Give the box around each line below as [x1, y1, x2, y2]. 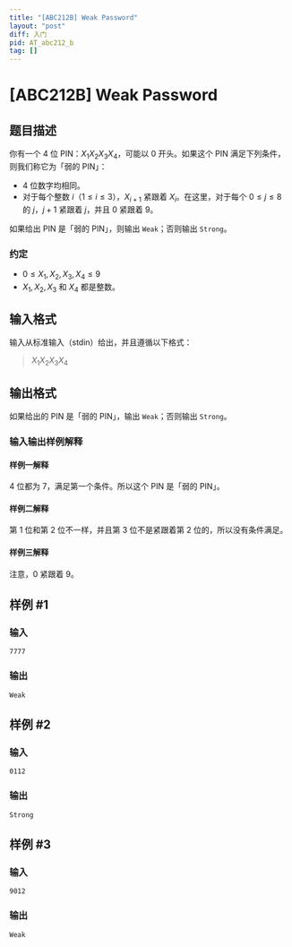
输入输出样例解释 [9, 435, 83, 448]
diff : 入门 [9, 30, 47, 39]
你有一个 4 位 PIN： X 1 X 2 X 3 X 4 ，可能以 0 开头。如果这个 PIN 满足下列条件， [9, 149, 286, 161]
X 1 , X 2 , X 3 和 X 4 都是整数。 [21, 281, 121, 294]
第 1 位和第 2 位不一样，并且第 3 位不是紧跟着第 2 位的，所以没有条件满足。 [9, 525, 288, 536]
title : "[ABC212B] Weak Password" [9, 13, 139, 22]
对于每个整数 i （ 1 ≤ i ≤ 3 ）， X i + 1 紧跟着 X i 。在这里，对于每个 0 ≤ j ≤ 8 [21, 191, 282, 204]
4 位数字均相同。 [21, 180, 85, 191]
